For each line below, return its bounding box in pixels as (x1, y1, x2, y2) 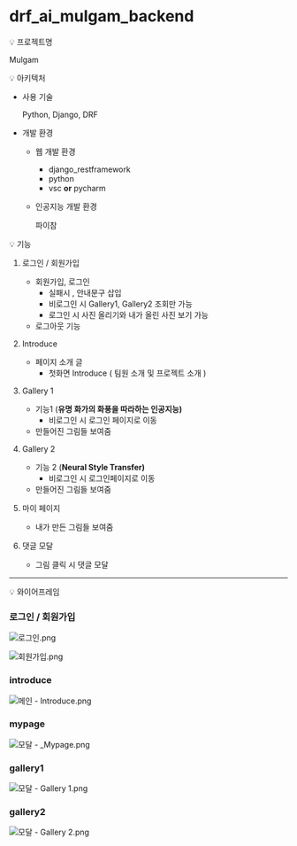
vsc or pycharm (48, 182, 106, 193)
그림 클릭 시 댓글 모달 (34, 559, 109, 570)
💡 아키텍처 (9, 73, 46, 83)
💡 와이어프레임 (9, 586, 60, 597)
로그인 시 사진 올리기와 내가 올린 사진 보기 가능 (48, 309, 209, 320)
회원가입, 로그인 (34, 276, 90, 287)
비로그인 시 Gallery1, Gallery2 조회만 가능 (48, 299, 193, 309)
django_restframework (48, 164, 131, 175)
